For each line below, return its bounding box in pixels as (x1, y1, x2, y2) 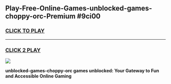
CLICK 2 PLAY (5, 46, 41, 53)
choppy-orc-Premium (5, 12, 76, 21)
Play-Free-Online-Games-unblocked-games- (5, 4, 153, 13)
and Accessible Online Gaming (5, 73, 72, 79)
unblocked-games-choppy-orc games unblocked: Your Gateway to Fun (5, 67, 159, 73)
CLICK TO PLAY (5, 27, 45, 35)
